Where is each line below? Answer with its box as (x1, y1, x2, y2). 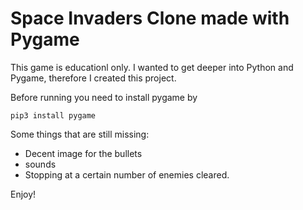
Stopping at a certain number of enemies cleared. (24, 168, 230, 181)
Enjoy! (10, 188, 37, 200)
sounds (24, 158, 57, 170)
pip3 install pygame (10, 110, 97, 121)
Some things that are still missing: (10, 128, 150, 140)
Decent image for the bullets (24, 147, 143, 159)
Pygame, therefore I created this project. (10, 72, 177, 84)
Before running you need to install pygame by (10, 91, 198, 103)
